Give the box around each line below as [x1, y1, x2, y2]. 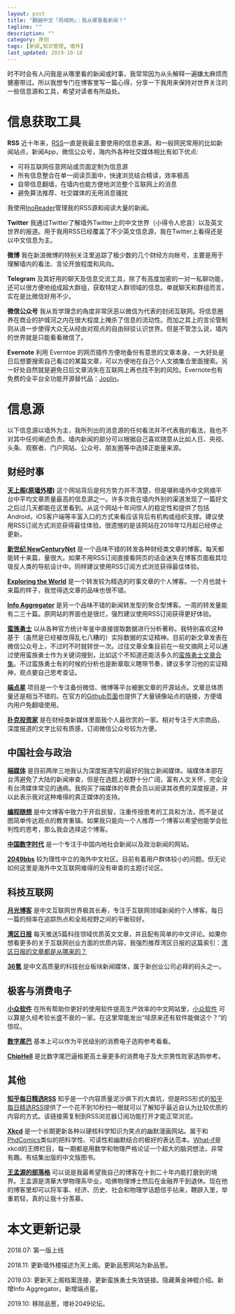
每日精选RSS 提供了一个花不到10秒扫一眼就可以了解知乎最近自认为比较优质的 [7, 1103, 228, 1111]
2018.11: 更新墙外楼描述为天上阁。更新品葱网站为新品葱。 [7, 1261, 172, 1269]
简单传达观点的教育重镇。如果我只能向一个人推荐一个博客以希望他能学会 [13, 816, 222, 825]
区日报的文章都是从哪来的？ [7, 947, 87, 956]
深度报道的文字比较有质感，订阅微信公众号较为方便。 [7, 724, 161, 732]
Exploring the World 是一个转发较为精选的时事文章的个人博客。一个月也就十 [7, 577, 227, 585]
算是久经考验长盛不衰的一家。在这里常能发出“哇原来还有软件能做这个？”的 [13, 1013, 227, 1022]
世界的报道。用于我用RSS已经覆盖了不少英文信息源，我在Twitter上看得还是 [7, 227, 223, 235]
